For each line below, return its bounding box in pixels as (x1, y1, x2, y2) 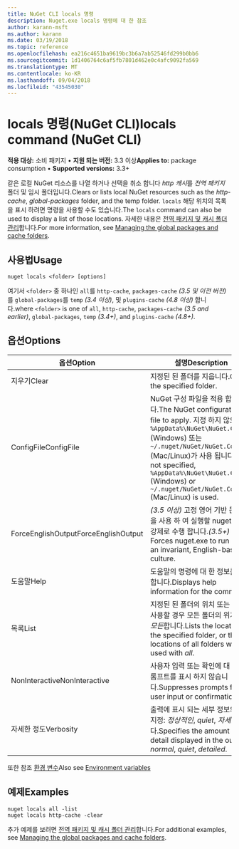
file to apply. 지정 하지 (150, 415, 222, 424)
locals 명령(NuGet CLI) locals (7, 116, 176, 132)
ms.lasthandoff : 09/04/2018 (7, 76, 91, 84)
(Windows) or (150, 476, 196, 486)
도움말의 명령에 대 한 (150, 566, 216, 576)
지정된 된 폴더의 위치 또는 (150, 599, 230, 609)
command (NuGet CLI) (7, 132, 142, 148)
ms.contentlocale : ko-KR (7, 70, 81, 77)
